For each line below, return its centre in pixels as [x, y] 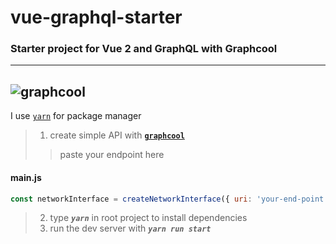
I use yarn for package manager [76, 116]
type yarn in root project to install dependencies [148, 218]
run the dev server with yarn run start [130, 228]
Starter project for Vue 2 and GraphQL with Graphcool [144, 49]
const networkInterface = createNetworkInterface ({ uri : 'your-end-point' [169, 199]
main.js [26, 177]
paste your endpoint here [112, 155]
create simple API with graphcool [117, 135]
